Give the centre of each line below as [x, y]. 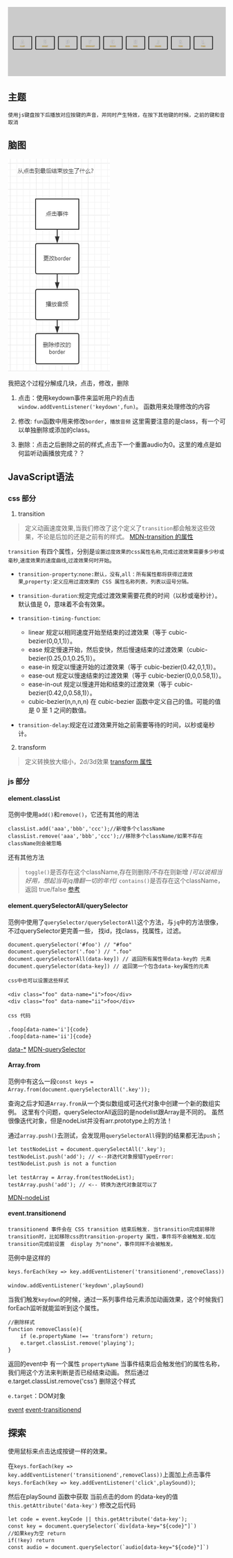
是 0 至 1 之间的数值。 [59, 710]
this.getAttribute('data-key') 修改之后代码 [72, 1505]
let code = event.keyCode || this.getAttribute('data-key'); [98, 1519]
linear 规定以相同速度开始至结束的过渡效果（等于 [98, 633]
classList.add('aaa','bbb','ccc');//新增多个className [86, 829]
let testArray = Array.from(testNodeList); [72, 1177]
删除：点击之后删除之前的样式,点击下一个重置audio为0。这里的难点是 [116, 444]
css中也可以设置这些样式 [38, 980]
